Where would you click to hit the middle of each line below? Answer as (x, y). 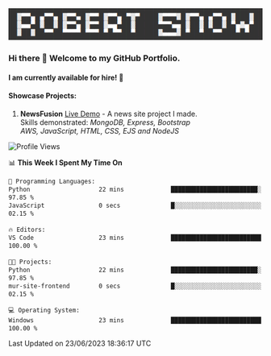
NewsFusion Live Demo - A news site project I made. (108, 114)
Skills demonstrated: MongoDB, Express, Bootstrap (105, 122)
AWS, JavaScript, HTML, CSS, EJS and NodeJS (100, 130)
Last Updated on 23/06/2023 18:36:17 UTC (80, 343)
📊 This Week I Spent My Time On (65, 162)
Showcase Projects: (42, 96)
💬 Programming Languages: (52, 181)
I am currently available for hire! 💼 (66, 77)
